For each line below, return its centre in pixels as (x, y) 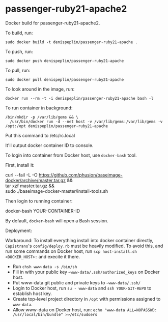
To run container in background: (39, 108)
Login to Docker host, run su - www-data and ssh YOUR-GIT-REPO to (82, 288)
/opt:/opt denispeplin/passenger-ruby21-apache (57, 126)
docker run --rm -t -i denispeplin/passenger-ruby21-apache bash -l (79, 98)
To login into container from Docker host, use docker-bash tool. (71, 155)
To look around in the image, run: (40, 89)
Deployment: (19, 230)
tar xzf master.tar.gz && (30, 186)
